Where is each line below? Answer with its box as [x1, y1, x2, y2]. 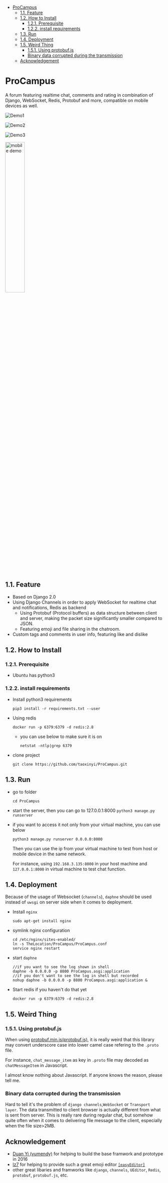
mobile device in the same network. [12, 851, 86, 857]
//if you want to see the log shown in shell [12, 965, 109, 970]
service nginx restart [12, 946, 60, 951]
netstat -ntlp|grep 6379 [20, 743, 72, 748]
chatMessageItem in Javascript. [5, 1062, 68, 1069]
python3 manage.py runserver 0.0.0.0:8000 [12, 837, 103, 842]
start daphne [12, 955, 37, 961]
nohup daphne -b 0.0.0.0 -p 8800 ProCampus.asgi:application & [12, 978, 148, 983]
